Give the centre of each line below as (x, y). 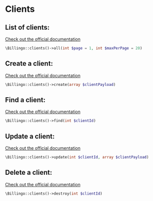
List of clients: (27, 27)
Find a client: (25, 100)
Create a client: (29, 63)
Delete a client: (29, 173)
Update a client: (30, 136)
